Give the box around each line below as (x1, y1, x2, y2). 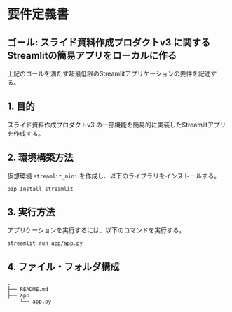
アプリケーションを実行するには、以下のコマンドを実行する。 (7, 226, 186, 234)
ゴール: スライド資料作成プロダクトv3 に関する (7, 36, 211, 48)
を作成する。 (7, 129, 44, 137)
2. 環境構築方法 (7, 152, 74, 164)
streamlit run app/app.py (7, 240, 83, 247)
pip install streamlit (7, 185, 74, 192)
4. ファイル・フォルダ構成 (7, 260, 120, 273)
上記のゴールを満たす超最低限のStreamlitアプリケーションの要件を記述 (7, 69, 212, 78)
